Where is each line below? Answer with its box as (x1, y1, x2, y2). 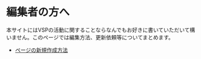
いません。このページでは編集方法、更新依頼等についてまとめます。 (6, 33, 174, 41)
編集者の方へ (6, 5, 70, 19)
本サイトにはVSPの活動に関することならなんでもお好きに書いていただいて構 (6, 26, 196, 33)
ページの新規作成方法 (14, 46, 68, 54)
